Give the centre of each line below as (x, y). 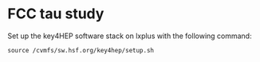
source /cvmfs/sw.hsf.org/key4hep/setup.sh (81, 50)
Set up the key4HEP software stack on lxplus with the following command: (130, 36)
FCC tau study (56, 14)
